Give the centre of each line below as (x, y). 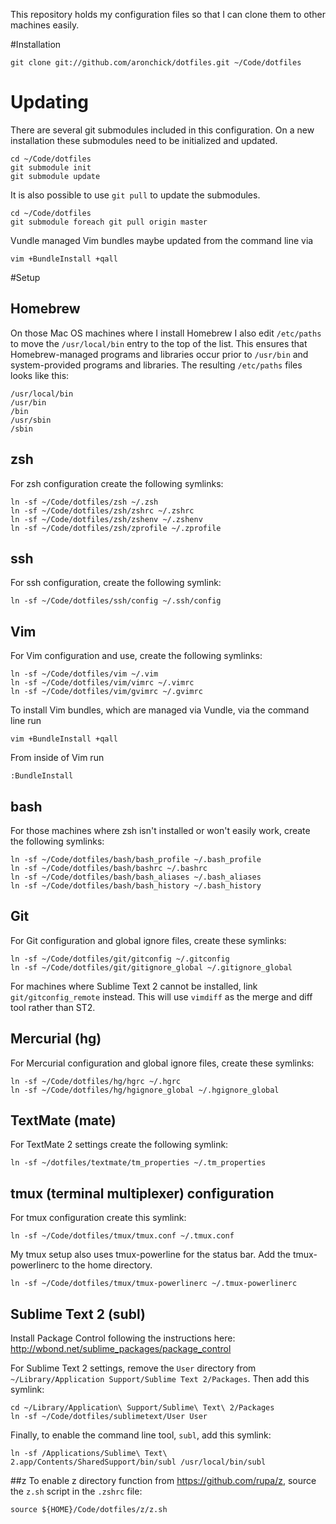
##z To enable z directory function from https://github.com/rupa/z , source (163, 1481)
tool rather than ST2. (53, 1007)
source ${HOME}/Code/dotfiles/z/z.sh (89, 1510)
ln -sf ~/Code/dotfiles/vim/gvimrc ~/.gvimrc (106, 692)
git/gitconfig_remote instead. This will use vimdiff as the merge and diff (161, 996)
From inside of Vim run (57, 758)
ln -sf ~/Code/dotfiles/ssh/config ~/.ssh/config (116, 601)
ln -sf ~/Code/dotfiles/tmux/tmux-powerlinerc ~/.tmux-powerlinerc (154, 1284)
